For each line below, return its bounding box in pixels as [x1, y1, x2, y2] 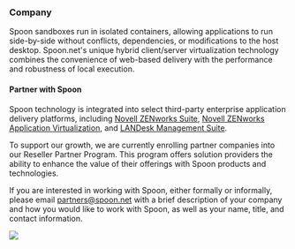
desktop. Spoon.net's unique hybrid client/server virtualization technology [9, 45, 280, 56]
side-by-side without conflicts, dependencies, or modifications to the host [9, 35, 279, 46]
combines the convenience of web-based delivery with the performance [9, 55, 273, 65]
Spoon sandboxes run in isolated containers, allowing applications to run [9, 26, 274, 37]
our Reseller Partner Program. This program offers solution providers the [9, 148, 274, 160]
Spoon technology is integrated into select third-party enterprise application [9, 103, 286, 114]
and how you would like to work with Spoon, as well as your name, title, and [9, 203, 284, 214]
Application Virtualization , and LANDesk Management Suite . [9, 122, 228, 133]
